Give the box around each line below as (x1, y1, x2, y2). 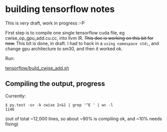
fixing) (5, 121, 19, 127)
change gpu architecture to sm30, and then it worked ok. (5, 45, 123, 51)
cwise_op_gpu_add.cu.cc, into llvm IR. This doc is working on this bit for (5, 35, 154, 41)
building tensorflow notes (5, 3, 115, 15)
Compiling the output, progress (5, 79, 105, 88)
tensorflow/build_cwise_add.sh (5, 65, 69, 71)
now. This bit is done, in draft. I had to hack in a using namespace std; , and (5, 40, 159, 46)
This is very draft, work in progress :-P (5, 20, 85, 26)
